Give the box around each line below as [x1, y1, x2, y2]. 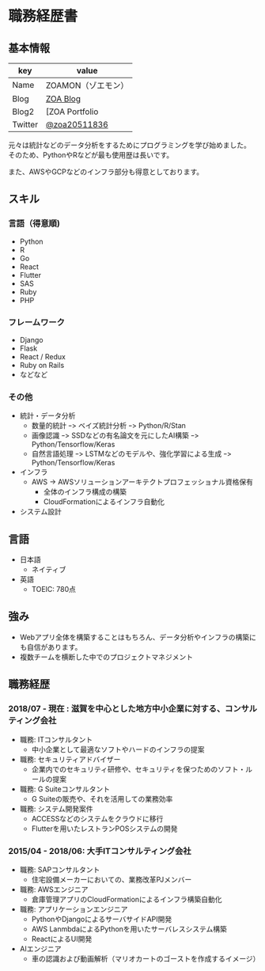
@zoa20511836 [45, 119, 108, 130]
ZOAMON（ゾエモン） [45, 80, 129, 91]
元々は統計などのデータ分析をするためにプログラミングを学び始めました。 [8, 140, 251, 150]
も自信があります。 [19, 642, 82, 651]
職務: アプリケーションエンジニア [19, 904, 128, 914]
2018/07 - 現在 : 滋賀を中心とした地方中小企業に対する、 [8, 704, 225, 715]
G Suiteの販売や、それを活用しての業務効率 [31, 794, 173, 803]
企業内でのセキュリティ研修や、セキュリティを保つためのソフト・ [31, 764, 246, 774]
